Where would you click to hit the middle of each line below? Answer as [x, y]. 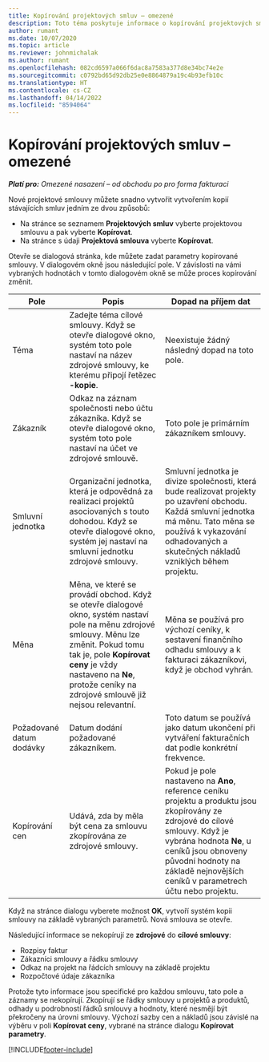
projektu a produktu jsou [211, 801]
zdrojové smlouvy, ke [109, 365]
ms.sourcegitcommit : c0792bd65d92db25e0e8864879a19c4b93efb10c [116, 75]
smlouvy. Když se [102, 325]
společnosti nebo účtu [111, 408]
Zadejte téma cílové [106, 315]
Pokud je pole [191, 771]
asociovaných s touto [109, 511]
